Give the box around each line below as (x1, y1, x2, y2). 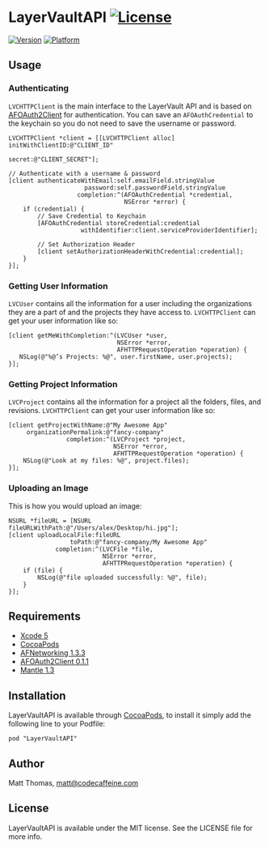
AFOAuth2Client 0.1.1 (19, 657, 89, 667)
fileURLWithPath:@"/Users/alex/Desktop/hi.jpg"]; (8, 523, 179, 532)
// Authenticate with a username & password (8, 169, 161, 177)
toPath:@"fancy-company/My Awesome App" (69, 538, 208, 546)
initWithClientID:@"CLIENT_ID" (8, 141, 114, 149)
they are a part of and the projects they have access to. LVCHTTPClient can (8, 307, 256, 317)
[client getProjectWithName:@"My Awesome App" (8, 421, 168, 429)
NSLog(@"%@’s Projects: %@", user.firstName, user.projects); (19, 352, 233, 360)
